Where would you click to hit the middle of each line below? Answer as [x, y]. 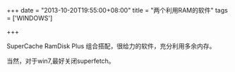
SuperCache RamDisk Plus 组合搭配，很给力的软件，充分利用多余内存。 [111, 46]
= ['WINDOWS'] [30, 18]
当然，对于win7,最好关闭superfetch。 [61, 61]
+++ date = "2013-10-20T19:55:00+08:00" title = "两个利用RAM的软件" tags [117, 10]
